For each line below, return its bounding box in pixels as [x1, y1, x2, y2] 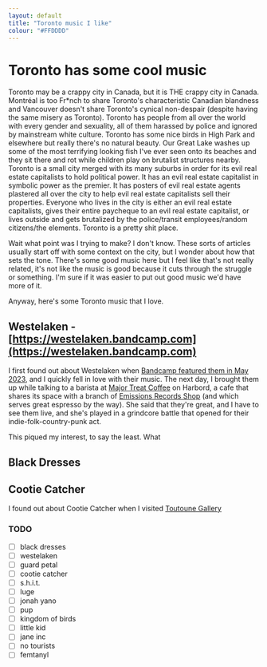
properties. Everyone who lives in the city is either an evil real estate [8, 197, 233, 208]
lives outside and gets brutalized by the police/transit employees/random [8, 215, 248, 224]
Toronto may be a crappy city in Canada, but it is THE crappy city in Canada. [8, 87, 260, 97]
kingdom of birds [19, 614, 77, 624]
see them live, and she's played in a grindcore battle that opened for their [8, 408, 249, 418]
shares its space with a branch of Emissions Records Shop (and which [8, 391, 239, 401]
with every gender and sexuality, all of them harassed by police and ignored [8, 121, 257, 131]
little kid [19, 623, 46, 633]
